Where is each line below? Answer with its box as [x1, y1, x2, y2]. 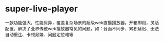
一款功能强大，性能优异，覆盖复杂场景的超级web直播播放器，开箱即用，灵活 [5, 20, 159, 25]
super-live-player [5, 3, 78, 14]
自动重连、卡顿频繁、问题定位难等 [5, 31, 74, 37]
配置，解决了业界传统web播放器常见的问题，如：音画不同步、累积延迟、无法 [5, 25, 159, 31]
